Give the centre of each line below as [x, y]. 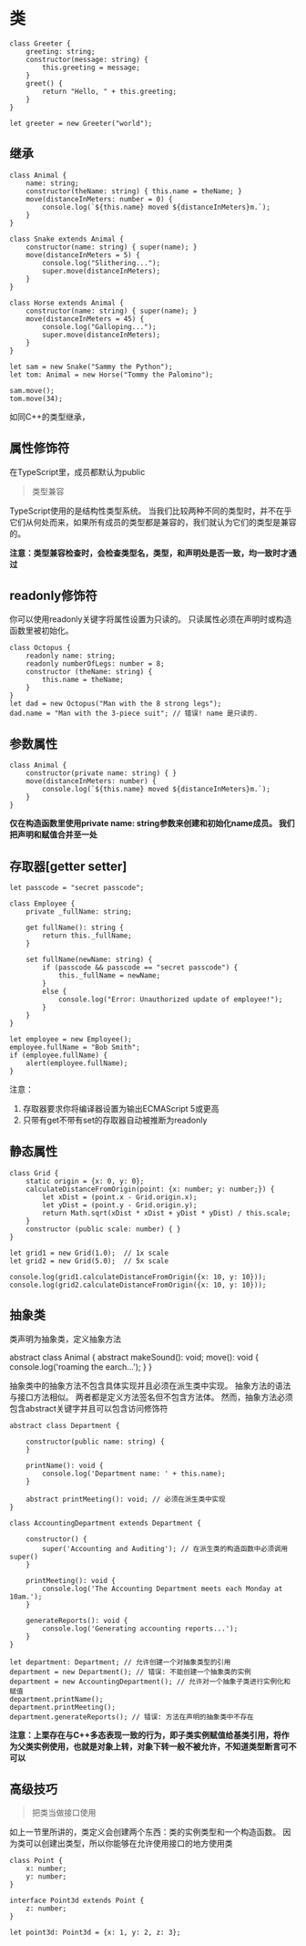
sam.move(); [32, 390]
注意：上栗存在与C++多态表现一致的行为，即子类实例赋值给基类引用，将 [146, 1734]
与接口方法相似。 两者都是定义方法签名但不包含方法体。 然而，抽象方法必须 [151, 1397]
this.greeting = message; [92, 67]
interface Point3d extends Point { [77, 1901]
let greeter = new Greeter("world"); [81, 123]
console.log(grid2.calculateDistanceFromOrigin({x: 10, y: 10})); [138, 1285]
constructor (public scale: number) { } [103, 1229]
